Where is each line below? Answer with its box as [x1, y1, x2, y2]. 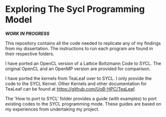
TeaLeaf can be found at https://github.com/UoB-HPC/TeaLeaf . [5, 86, 136, 92]
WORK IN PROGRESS [5, 30, 50, 36]
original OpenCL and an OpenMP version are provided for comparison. [5, 66, 151, 72]
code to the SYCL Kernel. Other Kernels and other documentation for [5, 81, 147, 87]
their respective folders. [5, 51, 54, 57]
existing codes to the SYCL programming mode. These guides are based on [5, 101, 161, 107]
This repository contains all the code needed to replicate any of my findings [5, 40, 161, 46]
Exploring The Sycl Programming [5, 3, 145, 15]
